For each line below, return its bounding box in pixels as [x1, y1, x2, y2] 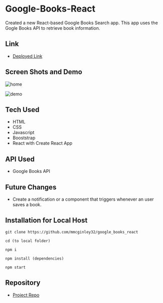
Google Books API [12, 168, 50, 174]
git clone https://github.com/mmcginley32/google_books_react [5, 229, 138, 234]
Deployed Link [12, 53, 43, 59]
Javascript [12, 130, 35, 136]
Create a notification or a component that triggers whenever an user [12, 196, 154, 202]
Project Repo [12, 292, 40, 298]
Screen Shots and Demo [5, 68, 83, 76]
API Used [5, 155, 35, 163]
